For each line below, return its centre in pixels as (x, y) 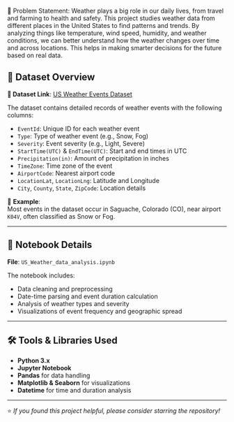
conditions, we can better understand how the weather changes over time (113, 41)
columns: (21, 115)
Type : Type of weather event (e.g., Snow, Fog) (83, 136)
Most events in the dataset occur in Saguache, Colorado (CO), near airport (114, 209)
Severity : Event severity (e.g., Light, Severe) (81, 143)
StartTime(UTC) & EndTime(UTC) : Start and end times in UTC (102, 151)
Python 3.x (33, 361)
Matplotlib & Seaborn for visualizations (74, 383)
